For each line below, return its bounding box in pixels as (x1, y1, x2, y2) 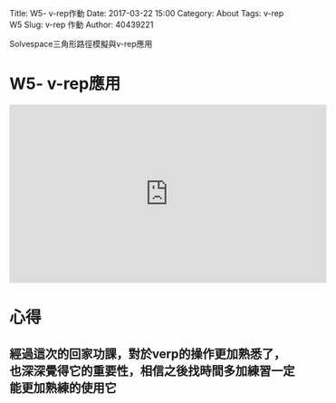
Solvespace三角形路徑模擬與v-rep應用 (9, 39, 153, 49)
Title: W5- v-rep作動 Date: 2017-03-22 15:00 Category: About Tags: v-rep (9, 8, 284, 18)
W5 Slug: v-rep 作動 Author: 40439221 (9, 19, 154, 30)
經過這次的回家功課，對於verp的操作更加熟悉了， (9, 346, 286, 361)
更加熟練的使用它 (21, 379, 117, 396)
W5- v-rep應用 (9, 73, 121, 94)
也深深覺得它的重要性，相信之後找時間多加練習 (9, 363, 272, 379)
